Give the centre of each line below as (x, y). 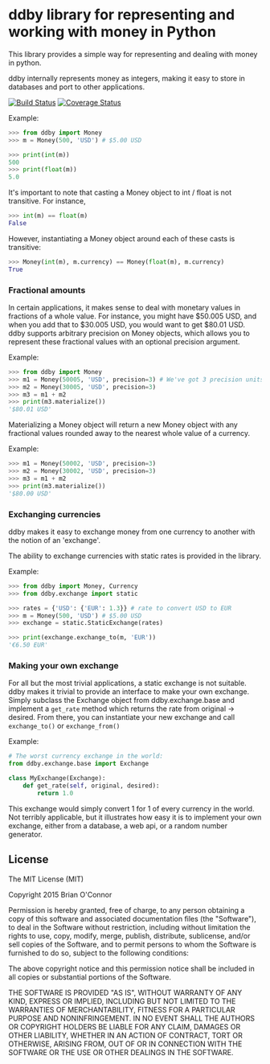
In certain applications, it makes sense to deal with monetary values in (125, 307)
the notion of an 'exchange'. (54, 540)
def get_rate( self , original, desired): (91, 786)
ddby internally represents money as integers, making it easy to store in (127, 78)
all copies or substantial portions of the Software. (90, 977)
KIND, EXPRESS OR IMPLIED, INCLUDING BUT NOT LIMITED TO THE (122, 1001)
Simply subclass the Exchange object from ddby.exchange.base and (122, 700)
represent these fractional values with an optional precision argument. (124, 341)
